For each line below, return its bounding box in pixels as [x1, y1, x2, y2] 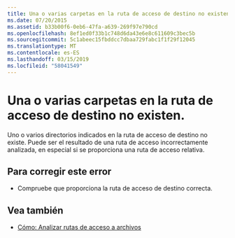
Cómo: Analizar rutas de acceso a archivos [17, 223, 141, 232]
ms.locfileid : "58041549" [7, 62, 83, 69]
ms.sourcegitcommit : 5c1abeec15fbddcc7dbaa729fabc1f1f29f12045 [7, 36, 196, 43]
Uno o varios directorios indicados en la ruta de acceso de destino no [7, 130, 208, 139]
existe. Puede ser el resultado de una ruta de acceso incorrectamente [7, 138, 208, 146]
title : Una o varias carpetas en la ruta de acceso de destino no [7, 10, 205, 17]
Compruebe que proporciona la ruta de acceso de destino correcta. [17, 184, 213, 192]
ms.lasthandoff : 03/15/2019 [7, 56, 90, 63]
